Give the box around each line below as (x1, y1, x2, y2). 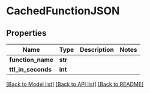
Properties (6, 28, 47, 38)
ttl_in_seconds (9, 66, 52, 73)
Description (80, 46, 114, 54)
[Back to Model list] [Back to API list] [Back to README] (6, 80, 144, 88)
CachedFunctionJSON (6, 4, 120, 18)
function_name (9, 55, 54, 64)
